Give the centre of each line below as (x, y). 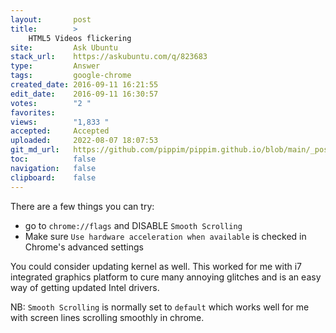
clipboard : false (53, 177)
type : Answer (55, 66)
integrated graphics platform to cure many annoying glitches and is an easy (166, 277)
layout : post (51, 19)
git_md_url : (35, 150)
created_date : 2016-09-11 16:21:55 (84, 85)
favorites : (33, 112)
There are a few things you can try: (82, 206)
